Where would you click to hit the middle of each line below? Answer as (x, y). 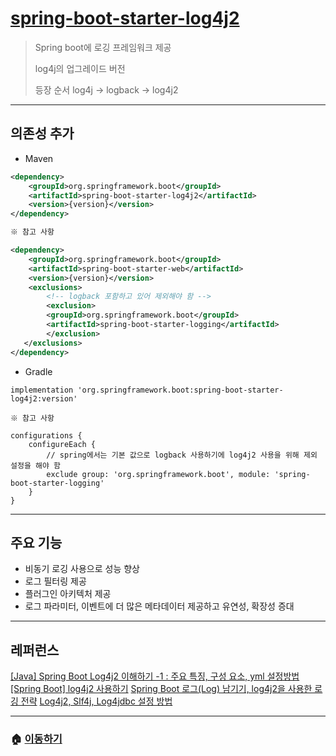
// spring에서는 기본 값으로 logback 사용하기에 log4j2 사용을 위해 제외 (182, 455)
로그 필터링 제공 (55, 581)
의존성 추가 (42, 133)
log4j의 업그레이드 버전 (80, 68)
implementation (42, 390)
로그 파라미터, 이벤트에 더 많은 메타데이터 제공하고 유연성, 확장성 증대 (159, 606)
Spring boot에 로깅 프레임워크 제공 (103, 47)
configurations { (46, 435)
